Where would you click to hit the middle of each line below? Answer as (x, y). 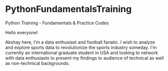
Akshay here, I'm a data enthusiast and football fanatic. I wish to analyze (80, 42)
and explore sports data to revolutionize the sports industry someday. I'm (81, 47)
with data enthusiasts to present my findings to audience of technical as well (85, 58)
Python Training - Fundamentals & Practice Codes (57, 23)
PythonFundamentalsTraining (68, 9)
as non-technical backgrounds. (37, 63)
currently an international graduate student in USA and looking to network (82, 53)
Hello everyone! (22, 32)
